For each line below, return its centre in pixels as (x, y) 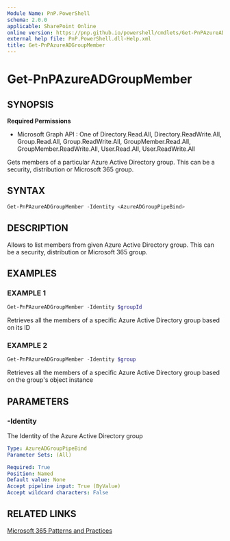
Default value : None (37, 480)
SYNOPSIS (30, 105)
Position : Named (30, 474)
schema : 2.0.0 (27, 20)
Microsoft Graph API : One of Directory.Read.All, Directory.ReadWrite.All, (119, 134)
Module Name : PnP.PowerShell (49, 13)
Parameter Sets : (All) (39, 455)
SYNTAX (26, 191)
